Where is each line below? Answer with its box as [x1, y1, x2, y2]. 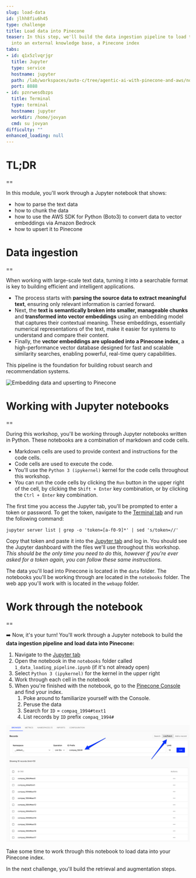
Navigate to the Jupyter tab [14, 651, 80, 658]
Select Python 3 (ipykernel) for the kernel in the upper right [14, 670, 160, 677]
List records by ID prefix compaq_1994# [23, 713, 114, 720]
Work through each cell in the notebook [14, 676, 110, 683]
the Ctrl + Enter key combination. [14, 491, 98, 498]
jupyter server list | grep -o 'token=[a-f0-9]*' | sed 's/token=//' [6, 527, 179, 533]
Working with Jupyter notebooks [6, 400, 169, 413]
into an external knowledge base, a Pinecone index [11, 40, 140, 46]
